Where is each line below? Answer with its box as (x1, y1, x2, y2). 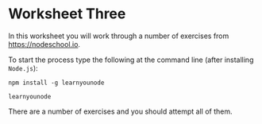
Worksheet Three (8, 5, 126, 23)
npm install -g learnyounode (8, 79, 105, 87)
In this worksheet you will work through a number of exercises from (8, 31, 229, 41)
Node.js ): (8, 63, 38, 72)
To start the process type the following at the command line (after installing (8, 55, 254, 64)
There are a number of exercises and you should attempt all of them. (8, 107, 233, 116)
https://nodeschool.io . (8, 39, 81, 48)
